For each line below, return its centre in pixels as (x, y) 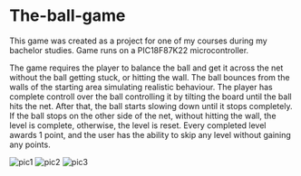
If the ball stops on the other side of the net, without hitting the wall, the (143, 116)
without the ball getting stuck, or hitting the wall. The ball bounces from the (150, 77)
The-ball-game (68, 16)
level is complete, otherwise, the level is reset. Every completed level (138, 125)
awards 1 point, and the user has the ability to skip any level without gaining (150, 134)
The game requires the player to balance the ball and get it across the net (146, 68)
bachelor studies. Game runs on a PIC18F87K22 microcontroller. (129, 50)
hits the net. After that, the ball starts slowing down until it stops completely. (151, 106)
